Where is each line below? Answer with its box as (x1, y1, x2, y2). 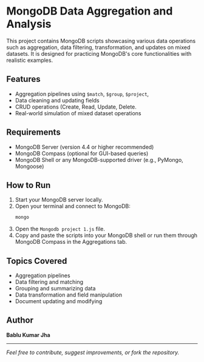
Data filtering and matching (15, 278, 84, 286)
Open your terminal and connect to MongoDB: (15, 203, 131, 210)
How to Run (6, 180, 51, 190)
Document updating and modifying (15, 298, 103, 305)
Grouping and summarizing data (15, 285, 96, 292)
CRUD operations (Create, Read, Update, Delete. (15, 103, 137, 110)
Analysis (6, 17, 52, 31)
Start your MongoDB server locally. (15, 196, 103, 204)
